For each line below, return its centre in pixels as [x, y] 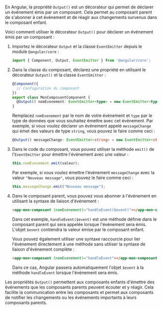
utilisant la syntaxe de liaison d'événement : [55, 201]
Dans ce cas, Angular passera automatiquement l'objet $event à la [78, 267]
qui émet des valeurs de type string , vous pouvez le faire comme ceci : [83, 131]
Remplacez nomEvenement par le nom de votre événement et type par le [82, 115]
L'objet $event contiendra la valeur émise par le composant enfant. [78, 229]
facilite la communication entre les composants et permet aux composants [79, 292]
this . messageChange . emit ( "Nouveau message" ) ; [59, 186]
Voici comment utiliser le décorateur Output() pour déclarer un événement [79, 32]
